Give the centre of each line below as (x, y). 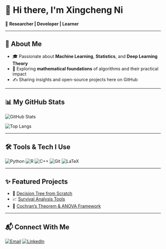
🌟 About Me (23, 44)
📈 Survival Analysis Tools (39, 199)
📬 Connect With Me (37, 227)
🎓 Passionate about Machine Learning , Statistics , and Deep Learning (85, 56)
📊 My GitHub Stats (35, 102)
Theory (20, 63)
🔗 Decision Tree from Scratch (42, 194)
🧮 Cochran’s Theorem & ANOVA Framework (57, 206)
